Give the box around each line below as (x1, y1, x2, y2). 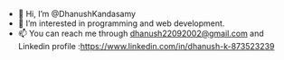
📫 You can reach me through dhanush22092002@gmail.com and (17, 28, 264, 39)
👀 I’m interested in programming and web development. (17, 18, 225, 29)
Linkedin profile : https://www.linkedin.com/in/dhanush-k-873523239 (17, 41, 275, 51)
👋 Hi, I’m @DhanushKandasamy (17, 9, 137, 19)
